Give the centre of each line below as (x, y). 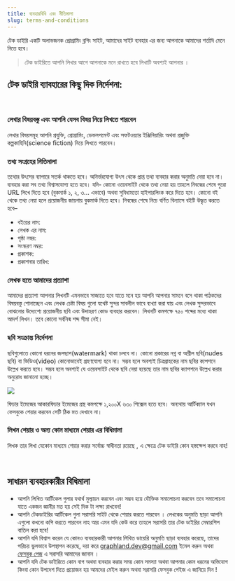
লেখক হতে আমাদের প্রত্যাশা (38, 280)
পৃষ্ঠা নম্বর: (27, 238)
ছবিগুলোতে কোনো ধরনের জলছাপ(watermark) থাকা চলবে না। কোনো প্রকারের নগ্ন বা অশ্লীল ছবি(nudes (115, 353)
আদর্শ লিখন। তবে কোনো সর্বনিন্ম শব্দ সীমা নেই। (55, 319)
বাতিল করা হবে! (33, 530)
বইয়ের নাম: (29, 222)
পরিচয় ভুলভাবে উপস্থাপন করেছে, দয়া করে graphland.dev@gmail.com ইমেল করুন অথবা (115, 546)
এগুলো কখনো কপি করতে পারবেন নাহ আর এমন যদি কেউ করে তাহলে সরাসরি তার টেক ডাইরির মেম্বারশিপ (119, 522)
